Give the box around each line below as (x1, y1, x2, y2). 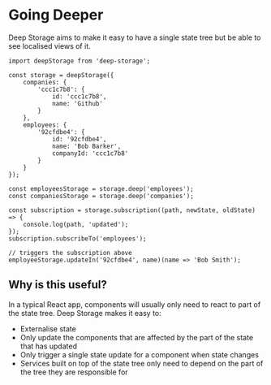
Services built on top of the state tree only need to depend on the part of (19, 358, 264, 368)
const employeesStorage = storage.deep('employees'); (8, 184, 195, 192)
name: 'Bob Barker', (51, 142, 122, 150)
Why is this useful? (8, 278, 108, 292)
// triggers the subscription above (8, 249, 132, 257)
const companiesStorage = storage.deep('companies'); (8, 192, 195, 200)
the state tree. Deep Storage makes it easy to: (8, 308, 162, 318)
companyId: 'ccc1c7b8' (51, 149, 129, 158)
